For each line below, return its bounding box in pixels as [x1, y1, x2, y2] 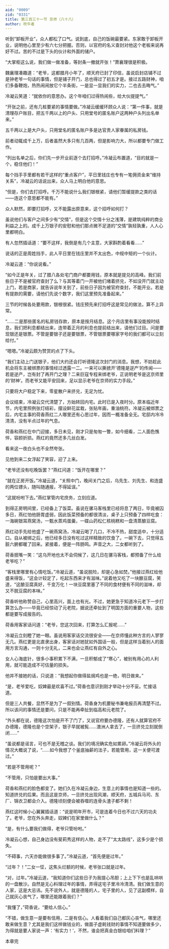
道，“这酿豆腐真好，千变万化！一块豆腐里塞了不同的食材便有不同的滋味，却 [5, 581, 162, 588]
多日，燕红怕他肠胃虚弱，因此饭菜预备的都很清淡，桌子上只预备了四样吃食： [5, 512, 164, 518]
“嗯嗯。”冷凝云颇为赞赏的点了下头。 [5, 348, 78, 354]
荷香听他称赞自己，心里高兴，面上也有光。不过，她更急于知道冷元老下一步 [5, 599, 159, 605]
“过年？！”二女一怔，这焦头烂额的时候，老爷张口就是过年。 [5, 864, 128, 870]
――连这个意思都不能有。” [5, 195, 58, 201]
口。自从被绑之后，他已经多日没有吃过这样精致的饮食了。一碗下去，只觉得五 [5, 535, 164, 541]
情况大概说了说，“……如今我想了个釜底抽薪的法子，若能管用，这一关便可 [5, 747, 156, 753]
